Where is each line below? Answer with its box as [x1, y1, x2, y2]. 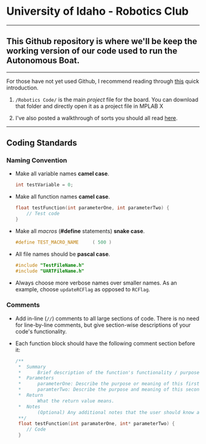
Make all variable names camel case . [15, 170, 110, 177]
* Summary [18, 364, 46, 370]
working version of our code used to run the [6, 46, 178, 56]
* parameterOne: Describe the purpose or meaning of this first [18, 381, 200, 387]
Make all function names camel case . [15, 193, 110, 201]
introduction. [6, 84, 39, 91]
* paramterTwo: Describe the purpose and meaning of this [18, 386, 183, 393]
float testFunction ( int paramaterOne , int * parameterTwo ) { [18, 421, 175, 427]
